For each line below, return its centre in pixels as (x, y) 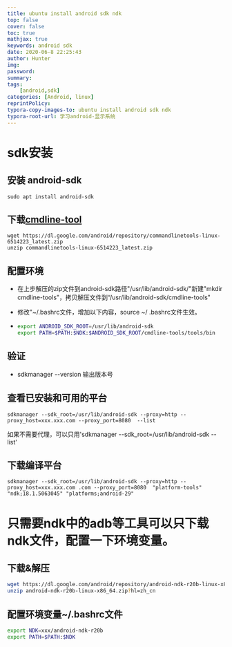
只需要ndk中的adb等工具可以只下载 (108, 523)
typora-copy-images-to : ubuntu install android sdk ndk (89, 110)
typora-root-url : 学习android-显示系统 (61, 116)
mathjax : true (28, 39)
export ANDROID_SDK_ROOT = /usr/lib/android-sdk (85, 327)
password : (21, 71)
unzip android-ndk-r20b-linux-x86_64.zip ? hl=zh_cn (81, 591)
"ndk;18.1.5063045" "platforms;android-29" (71, 494)
